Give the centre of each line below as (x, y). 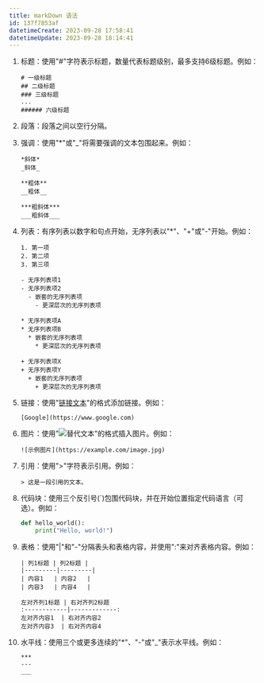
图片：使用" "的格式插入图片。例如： (97, 433)
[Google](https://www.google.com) (77, 418)
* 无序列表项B (41, 330)
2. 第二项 (35, 256)
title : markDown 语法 (44, 16)
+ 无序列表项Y (41, 371)
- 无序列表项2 (41, 289)
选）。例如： (40, 508)
